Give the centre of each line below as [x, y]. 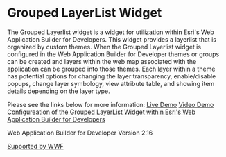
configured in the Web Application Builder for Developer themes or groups [113, 54]
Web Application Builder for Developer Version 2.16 [80, 133]
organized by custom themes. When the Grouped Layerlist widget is [104, 47]
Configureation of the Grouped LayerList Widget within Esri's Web [102, 112]
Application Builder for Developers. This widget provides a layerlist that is [112, 39]
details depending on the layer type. [59, 91]
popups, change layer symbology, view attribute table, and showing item [111, 83]
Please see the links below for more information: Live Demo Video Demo [111, 104]
